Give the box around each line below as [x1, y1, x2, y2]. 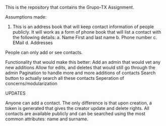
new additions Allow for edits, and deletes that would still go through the [5, 65, 155, 70]
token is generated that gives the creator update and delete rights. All [5, 105, 150, 111]
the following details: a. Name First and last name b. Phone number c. [12, 35, 157, 40]
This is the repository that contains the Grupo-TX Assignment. [5, 5, 135, 10]
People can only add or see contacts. [5, 50, 83, 55]
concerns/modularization [5, 80, 58, 86]
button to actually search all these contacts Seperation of [5, 75, 125, 81]
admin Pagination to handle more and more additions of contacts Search [5, 70, 156, 76]
